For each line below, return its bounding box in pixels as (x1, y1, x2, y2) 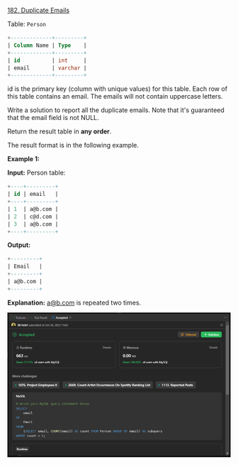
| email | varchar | (7, 64, 87, 72)
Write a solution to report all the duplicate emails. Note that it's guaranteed (7, 106, 225, 114)
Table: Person (7, 20, 46, 28)
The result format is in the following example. (7, 141, 140, 150)
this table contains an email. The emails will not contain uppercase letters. (7, 92, 223, 101)
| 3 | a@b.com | (7, 220, 59, 228)
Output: (7, 241, 30, 249)
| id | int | (7, 57, 87, 64)
